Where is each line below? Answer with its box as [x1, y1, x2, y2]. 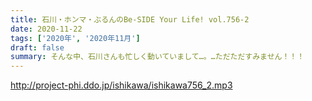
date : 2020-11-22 [10, 24, 83, 34]
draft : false [10, 42, 65, 53]
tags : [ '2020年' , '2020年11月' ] [10, 33, 141, 43]
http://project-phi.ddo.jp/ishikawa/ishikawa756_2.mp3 [10, 79, 233, 91]
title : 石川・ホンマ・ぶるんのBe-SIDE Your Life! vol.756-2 [10, 14, 250, 25]
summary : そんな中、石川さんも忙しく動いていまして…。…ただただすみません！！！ [10, 52, 305, 62]
